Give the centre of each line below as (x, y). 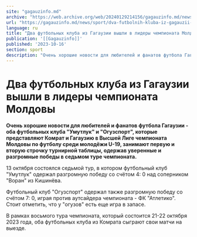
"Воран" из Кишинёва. (34, 180)
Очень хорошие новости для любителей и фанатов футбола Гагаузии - (97, 125)
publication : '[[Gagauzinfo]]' (44, 39)
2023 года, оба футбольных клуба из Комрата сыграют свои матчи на (94, 222)
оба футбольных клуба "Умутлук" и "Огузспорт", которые (82, 131)
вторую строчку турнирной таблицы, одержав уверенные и (84, 150)
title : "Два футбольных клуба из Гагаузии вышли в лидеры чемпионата (93, 33)
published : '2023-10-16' (36, 45)
